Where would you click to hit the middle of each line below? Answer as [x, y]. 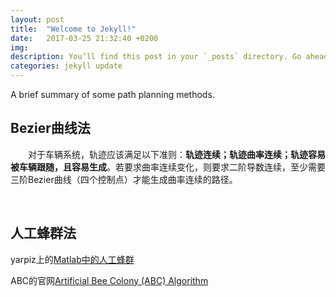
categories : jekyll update [66, 66]
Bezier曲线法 [50, 128]
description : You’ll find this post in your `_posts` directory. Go [156, 57]
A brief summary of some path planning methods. [112, 94]
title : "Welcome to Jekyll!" [73, 29]
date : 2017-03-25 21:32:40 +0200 [84, 38]
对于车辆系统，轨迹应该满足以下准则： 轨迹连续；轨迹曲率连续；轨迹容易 [177, 154]
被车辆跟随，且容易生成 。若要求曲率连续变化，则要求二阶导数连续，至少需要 [168, 167]
